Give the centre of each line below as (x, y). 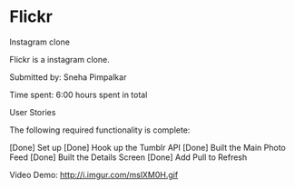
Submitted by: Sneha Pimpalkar (68, 77)
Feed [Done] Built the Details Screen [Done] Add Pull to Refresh (128, 157)
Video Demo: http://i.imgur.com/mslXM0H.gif (94, 174)
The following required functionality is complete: (100, 130)
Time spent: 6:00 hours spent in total (79, 94)
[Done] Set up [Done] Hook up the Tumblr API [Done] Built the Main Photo (147, 147)
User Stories (33, 112)
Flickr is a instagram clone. (60, 59)
